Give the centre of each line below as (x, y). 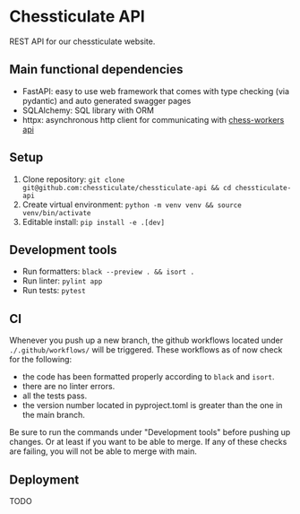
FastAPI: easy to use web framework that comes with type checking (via (155, 91)
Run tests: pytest (54, 291)
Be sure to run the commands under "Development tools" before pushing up (150, 432)
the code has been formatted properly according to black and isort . (148, 377)
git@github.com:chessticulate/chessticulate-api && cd (127, 187)
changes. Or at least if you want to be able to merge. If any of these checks (148, 442)
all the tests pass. (55, 396)
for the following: (41, 360)
